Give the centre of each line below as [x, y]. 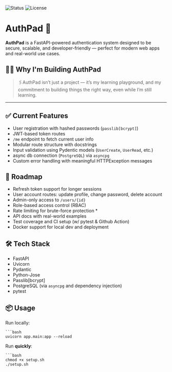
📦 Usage [20, 308]
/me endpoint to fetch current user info [53, 139]
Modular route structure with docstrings [55, 144]
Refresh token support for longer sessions [57, 189]
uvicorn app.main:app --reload [39, 337]
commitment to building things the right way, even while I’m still [85, 89]
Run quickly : [19, 346]
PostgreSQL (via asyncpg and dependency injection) [67, 286]
